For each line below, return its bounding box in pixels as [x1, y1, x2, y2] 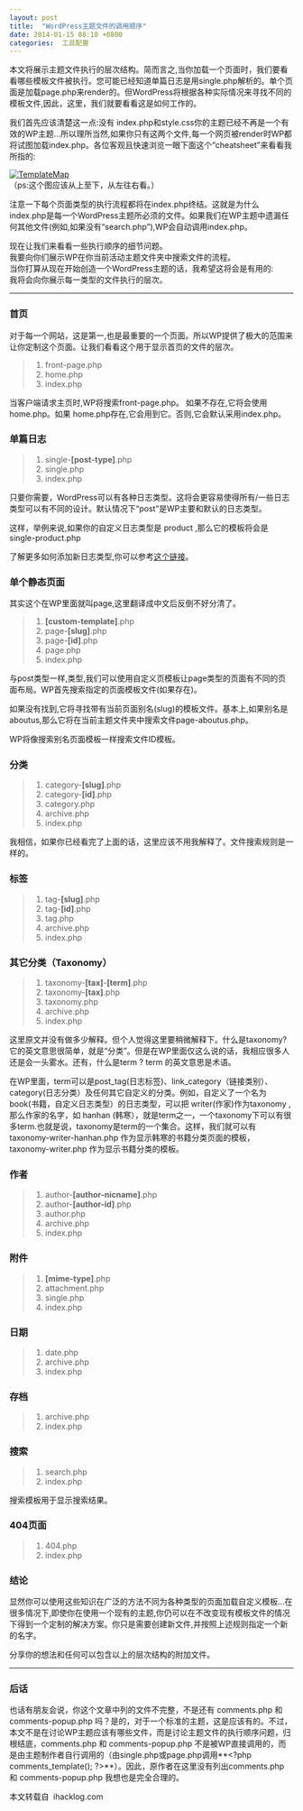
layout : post [9, 13, 59, 23]
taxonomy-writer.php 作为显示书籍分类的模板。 [9, 1144, 185, 1154]
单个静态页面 [9, 575, 66, 588]
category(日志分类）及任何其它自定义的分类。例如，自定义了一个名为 [9, 1088, 268, 1099]
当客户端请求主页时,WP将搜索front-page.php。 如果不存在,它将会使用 [9, 397, 268, 408]
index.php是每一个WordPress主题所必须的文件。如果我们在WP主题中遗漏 [9, 210, 281, 221]
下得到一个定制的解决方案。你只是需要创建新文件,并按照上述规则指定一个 [9, 1619, 281, 1630]
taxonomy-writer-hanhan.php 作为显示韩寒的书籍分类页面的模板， [9, 1133, 255, 1144]
